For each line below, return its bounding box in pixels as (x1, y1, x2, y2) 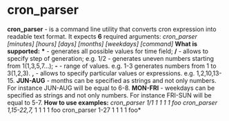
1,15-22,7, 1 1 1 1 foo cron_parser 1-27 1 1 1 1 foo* (7, 106, 141, 114)
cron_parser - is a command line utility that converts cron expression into (7, 25, 217, 33)
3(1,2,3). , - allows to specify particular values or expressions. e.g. (7, 68, 195, 77)
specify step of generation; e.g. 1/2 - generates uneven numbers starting (7, 54, 214, 62)
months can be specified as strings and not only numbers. (51, 76, 217, 84)
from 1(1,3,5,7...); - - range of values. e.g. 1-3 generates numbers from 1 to (7, 62, 217, 70)
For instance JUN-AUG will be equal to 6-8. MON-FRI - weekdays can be (7, 84, 215, 92)
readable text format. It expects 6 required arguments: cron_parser (7, 32, 198, 40)
